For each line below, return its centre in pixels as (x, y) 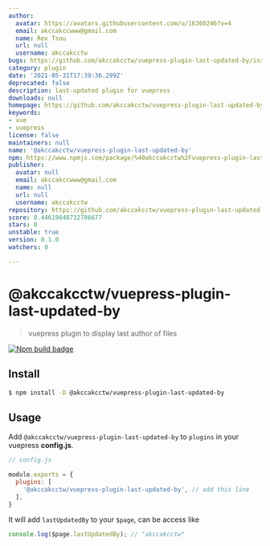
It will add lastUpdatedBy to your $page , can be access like (104, 520)
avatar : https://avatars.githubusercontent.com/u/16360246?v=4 (123, 23)
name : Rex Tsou (41, 38)
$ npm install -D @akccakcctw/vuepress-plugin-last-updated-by (117, 393)
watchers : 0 (28, 247)
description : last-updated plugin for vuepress (90, 90)
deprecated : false (39, 83)
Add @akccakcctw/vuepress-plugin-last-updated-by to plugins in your (124, 437)
